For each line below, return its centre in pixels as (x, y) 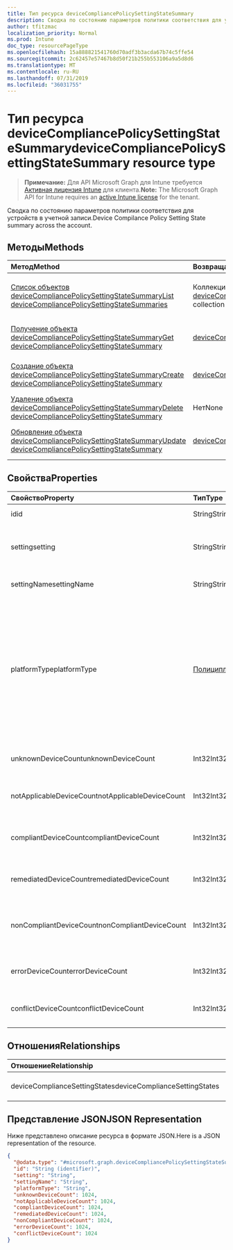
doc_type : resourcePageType (48, 46)
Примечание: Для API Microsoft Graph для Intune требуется (113, 183)
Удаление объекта (42, 399)
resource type (174, 163)
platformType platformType (54, 669)
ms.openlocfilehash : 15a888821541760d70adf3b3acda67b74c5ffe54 (101, 53)
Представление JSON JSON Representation (105, 1119)
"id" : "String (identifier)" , (57, 1169)
